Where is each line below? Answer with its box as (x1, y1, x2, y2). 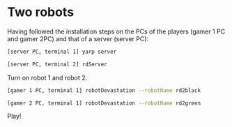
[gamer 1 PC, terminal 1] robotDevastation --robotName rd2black (7, 87, 201, 94)
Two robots (7, 4, 75, 20)
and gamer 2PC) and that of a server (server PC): (7, 34, 149, 43)
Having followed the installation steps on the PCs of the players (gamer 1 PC (7, 27, 226, 36)
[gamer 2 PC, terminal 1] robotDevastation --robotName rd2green (7, 99, 201, 107)
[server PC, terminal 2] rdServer (7, 61, 108, 68)
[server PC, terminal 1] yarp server (7, 48, 117, 55)
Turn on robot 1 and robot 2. (7, 73, 88, 82)
